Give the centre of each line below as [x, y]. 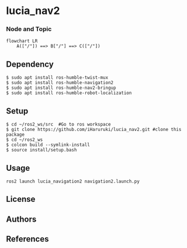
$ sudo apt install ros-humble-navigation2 [60, 83]
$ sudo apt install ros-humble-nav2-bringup [61, 88]
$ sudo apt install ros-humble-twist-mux [57, 78]
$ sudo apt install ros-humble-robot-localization [69, 93]
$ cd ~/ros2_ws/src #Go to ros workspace [58, 125]
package [15, 135]
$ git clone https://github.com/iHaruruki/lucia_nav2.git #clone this [94, 130]
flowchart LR [22, 41]
